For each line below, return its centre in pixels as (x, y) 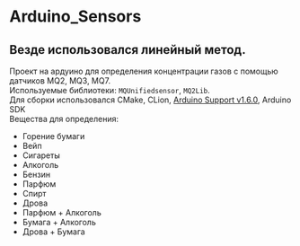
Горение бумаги (53, 136)
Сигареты (41, 155)
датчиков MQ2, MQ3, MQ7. (60, 81)
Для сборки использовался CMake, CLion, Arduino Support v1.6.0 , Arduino (150, 100)
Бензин (36, 174)
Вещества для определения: (64, 119)
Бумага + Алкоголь (59, 222)
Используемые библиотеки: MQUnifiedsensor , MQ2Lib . (110, 90)
